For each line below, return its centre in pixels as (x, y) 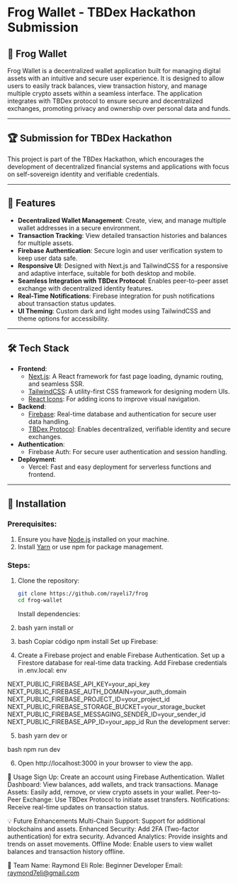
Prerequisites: (32, 524)
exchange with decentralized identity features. (85, 288)
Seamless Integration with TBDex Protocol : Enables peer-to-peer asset (123, 281)
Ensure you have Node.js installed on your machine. (93, 539)
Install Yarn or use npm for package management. (91, 547)
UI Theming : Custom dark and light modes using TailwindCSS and (114, 311)
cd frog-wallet (40, 600)
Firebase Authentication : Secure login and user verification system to (120, 250)
